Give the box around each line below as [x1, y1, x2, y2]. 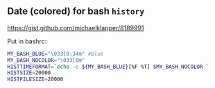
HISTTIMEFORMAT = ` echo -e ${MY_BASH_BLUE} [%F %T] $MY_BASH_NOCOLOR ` [7, 63, 209, 70]
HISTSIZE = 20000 [7, 69, 51, 76]
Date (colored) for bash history [7, 5, 144, 17]
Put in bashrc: [7, 37, 47, 45]
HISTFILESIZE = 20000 [7, 76, 64, 83]
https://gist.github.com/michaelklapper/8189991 [7, 23, 144, 32]
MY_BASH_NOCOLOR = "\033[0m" [7, 56, 85, 64]
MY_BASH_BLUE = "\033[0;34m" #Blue [7, 50, 104, 57]
